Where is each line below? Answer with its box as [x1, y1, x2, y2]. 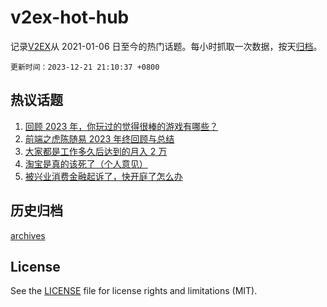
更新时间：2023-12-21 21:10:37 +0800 [10, 62, 160, 72]
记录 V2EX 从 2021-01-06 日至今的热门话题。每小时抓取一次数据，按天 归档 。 [10, 40, 323, 52]
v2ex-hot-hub [10, 6, 130, 29]
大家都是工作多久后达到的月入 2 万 [24, 145, 168, 157]
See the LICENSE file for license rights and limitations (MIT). [10, 285, 258, 297]
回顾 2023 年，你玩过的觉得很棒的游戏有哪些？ [24, 120, 219, 132]
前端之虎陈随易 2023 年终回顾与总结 [24, 132, 175, 145]
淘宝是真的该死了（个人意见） [24, 157, 148, 170]
